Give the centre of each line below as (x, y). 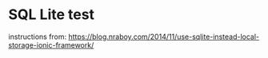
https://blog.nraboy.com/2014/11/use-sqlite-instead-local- (164, 37)
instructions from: (38, 37)
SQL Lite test (51, 15)
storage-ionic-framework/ (51, 44)
